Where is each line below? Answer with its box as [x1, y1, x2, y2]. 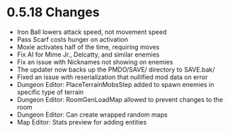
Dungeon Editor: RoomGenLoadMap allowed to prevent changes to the [16, 95, 224, 103]
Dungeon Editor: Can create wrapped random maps [16, 110, 168, 119]
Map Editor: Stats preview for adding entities [16, 117, 147, 126]
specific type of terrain [16, 88, 84, 96]
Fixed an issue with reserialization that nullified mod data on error [16, 72, 208, 81]
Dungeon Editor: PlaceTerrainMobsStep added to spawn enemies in [16, 80, 214, 88]
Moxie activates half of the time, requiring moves [16, 42, 160, 51]
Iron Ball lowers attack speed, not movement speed [16, 28, 167, 36]
